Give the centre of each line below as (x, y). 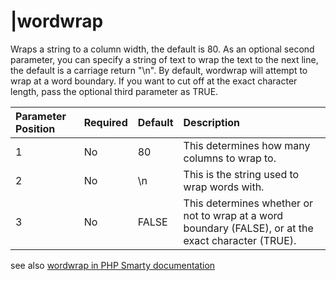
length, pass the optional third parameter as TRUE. (114, 91)
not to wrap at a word (233, 215)
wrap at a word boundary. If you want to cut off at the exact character (154, 81)
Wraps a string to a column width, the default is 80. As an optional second (162, 49)
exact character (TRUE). (240, 240)
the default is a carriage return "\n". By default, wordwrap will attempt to (159, 70)
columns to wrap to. (230, 158)
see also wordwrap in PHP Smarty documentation (113, 265)
